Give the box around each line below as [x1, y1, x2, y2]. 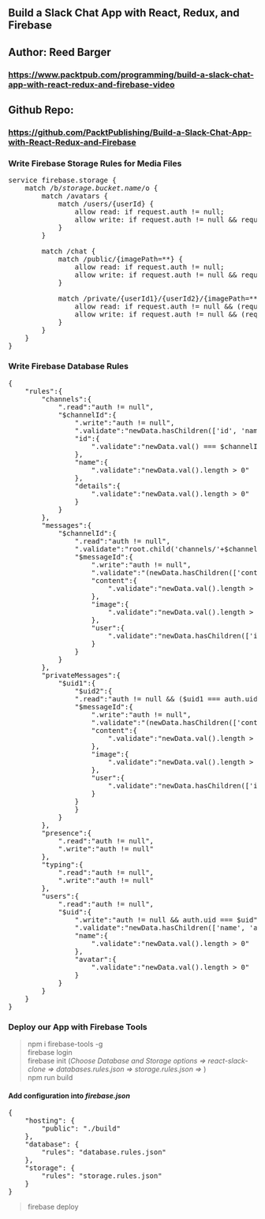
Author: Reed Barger [8, 45, 112, 58]
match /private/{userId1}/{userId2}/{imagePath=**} [58, 294, 263, 303]
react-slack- [207, 1056, 248, 1065]
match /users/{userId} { [58, 200, 155, 208]
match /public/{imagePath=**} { [58, 255, 184, 264]
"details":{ [74, 481, 121, 490]
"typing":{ [41, 860, 84, 869]
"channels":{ [41, 394, 92, 403]
